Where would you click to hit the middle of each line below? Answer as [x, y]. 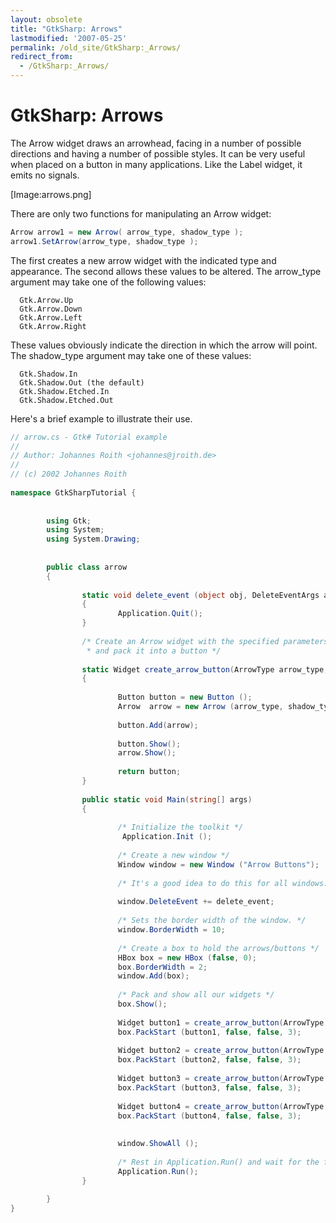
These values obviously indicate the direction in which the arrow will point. [164, 345]
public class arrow [87, 567]
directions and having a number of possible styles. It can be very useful [158, 153]
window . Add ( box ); [153, 976]
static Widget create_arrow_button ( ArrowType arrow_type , [205, 669]
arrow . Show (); [147, 753]
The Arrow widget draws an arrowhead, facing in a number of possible [156, 143]
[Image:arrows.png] [51, 194]
